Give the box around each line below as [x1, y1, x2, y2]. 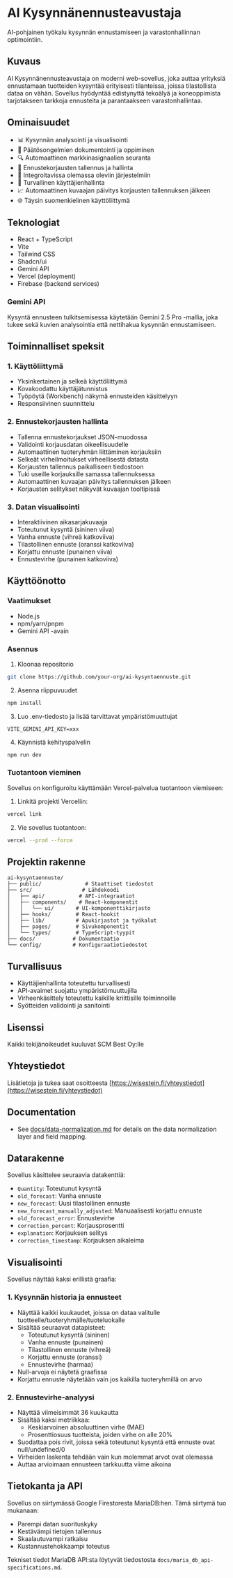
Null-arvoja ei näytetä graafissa [17, 1367, 108, 1376]
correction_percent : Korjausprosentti [17, 1222, 124, 1230]
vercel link [7, 810, 42, 817]
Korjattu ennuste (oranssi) [27, 1353, 102, 1361]
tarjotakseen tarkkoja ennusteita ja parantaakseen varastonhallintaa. [7, 96, 203, 105]
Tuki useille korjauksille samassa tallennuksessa [17, 469, 155, 478]
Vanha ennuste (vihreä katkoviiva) [17, 532, 115, 541]
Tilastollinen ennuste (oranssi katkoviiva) [17, 540, 134, 548]
